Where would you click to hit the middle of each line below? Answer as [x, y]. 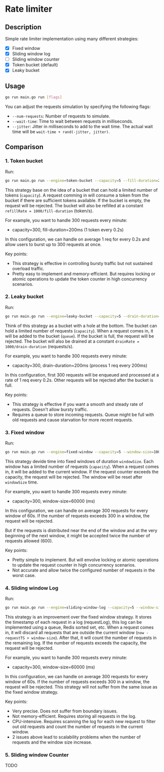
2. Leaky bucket [24, 297]
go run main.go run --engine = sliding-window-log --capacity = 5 [70, 608]
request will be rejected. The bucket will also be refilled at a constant [74, 205]
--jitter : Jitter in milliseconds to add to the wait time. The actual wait [82, 126]
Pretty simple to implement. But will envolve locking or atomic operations [85, 560]
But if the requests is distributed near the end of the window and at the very [81, 530]
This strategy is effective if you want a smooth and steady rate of [78, 404]
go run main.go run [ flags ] [34, 97]
